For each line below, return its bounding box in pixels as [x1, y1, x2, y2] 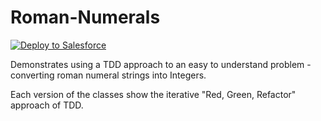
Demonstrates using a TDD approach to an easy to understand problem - [10, 58, 312, 70]
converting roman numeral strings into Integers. [10, 69, 207, 81]
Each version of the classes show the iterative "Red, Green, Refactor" [10, 88, 297, 100]
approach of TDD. [10, 99, 84, 111]
